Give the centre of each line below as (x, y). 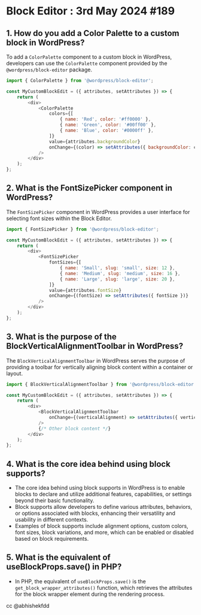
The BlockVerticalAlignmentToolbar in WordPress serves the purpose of (96, 360)
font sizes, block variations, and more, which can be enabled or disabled (104, 532)
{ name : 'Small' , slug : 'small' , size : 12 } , (117, 268)
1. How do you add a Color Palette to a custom (93, 33)
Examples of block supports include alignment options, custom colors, (101, 526)
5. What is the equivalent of (58, 558)
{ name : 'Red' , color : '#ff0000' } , (105, 119)
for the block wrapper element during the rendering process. (90, 594)
